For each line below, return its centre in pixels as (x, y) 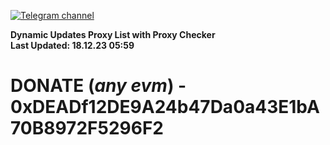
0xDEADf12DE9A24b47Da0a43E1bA (165, 107)
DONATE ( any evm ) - (98, 86)
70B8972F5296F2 (87, 128)
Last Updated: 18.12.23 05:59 (72, 45)
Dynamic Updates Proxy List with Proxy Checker (113, 34)
